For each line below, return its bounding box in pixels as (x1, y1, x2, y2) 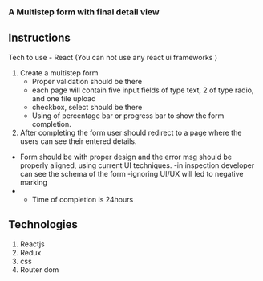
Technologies (8, 218, 79, 231)
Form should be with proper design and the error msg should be (19, 152, 233, 161)
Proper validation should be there (31, 76, 143, 86)
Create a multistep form (19, 67, 99, 78)
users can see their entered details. (19, 136, 137, 146)
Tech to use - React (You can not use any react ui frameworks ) (8, 52, 218, 62)
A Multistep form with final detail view (8, 6, 160, 18)
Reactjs (19, 239, 46, 249)
